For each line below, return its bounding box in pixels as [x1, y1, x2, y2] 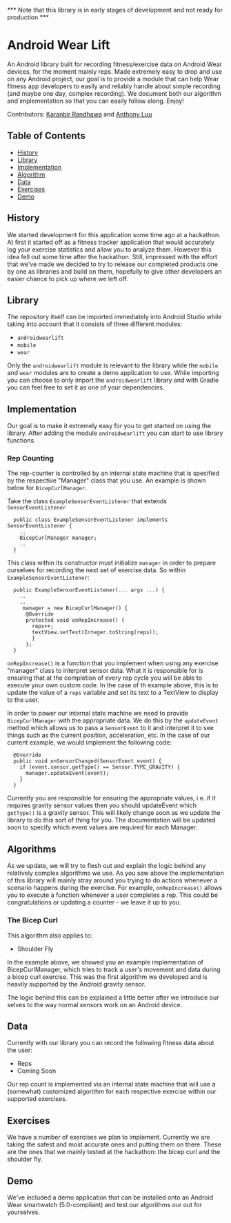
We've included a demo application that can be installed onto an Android [7, 1193, 214, 1202]
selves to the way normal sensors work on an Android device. [7, 1000, 183, 1009]
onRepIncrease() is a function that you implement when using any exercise [7, 659, 219, 667]
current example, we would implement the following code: [7, 738, 172, 747]
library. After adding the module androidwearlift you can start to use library [7, 429, 223, 437]
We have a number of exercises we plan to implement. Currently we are [7, 1133, 210, 1142]
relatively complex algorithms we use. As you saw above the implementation [7, 869, 224, 878]
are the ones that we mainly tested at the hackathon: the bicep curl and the [7, 1148, 221, 1156]
